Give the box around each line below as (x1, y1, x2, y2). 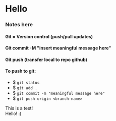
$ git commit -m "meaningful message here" (12, 90, 105, 96)
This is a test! (5, 105, 33, 111)
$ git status (12, 79, 40, 86)
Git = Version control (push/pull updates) (5, 33, 93, 39)
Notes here (5, 21, 33, 28)
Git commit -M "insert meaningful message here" (5, 45, 111, 51)
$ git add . (12, 85, 38, 91)
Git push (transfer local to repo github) (5, 56, 87, 63)
